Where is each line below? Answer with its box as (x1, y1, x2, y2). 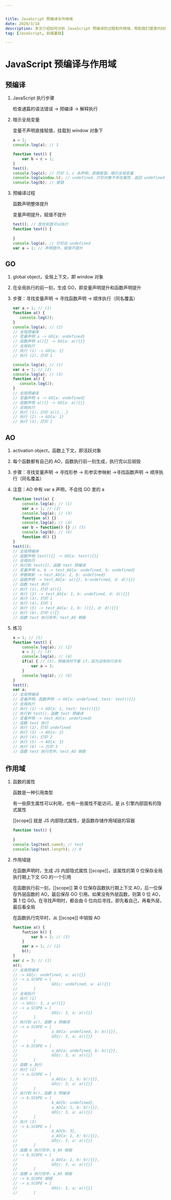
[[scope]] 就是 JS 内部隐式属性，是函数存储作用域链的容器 (12, 818, 135, 824)
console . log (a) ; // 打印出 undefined (12, 241, 91, 246)
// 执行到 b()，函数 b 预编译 (12, 1091, 70, 1096)
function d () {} (22, 534, 56, 540)
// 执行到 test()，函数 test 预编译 (12, 711, 84, 716)
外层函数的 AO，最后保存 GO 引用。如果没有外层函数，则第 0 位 (17, 891, 151, 897)
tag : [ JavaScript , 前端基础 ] (5, 31, 64, 36)
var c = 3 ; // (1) (12, 958, 52, 963)
